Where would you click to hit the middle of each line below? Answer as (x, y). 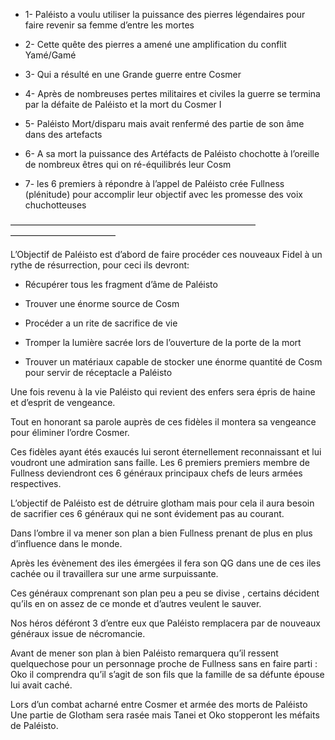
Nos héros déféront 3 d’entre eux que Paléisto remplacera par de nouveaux (165, 623)
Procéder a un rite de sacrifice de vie (101, 323)
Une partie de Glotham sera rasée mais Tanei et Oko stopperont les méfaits (165, 715)
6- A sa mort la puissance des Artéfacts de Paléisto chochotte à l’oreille (172, 153)
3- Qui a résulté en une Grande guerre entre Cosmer (133, 74)
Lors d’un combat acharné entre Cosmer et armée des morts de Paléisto (159, 704)
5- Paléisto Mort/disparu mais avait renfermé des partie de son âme (164, 123)
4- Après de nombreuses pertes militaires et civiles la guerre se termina (172, 93)
